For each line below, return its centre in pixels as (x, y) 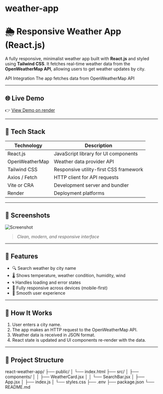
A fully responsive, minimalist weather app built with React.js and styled (77, 59)
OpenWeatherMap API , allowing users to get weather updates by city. (75, 69)
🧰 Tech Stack (25, 132)
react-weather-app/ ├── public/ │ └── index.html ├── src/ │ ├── (72, 371)
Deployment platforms (79, 193)
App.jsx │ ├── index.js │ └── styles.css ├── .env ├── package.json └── (80, 382)
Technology (28, 145)
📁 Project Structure (34, 360)
